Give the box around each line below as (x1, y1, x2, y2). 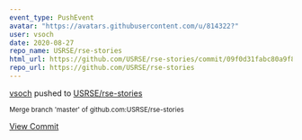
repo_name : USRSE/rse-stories (9, 47, 123, 56)
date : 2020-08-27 (9, 38, 75, 48)
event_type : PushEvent (9, 13, 94, 22)
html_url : (9, 55, 47, 64)
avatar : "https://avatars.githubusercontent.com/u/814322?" (9, 22, 240, 31)
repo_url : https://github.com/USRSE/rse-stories (9, 64, 195, 73)
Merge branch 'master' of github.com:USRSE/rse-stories (9, 105, 184, 114)
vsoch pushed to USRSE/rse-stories (9, 87, 143, 99)
